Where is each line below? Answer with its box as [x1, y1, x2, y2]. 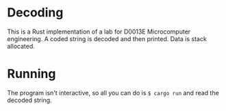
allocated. [7, 42, 36, 50]
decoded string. [7, 96, 53, 104]
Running [7, 66, 56, 82]
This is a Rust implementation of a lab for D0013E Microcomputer [7, 27, 191, 36]
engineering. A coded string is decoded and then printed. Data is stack [7, 34, 207, 42]
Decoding [7, 5, 64, 21]
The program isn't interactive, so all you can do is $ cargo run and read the [7, 88, 219, 97]
